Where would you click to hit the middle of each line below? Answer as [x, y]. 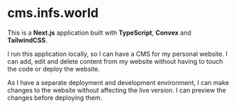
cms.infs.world [53, 13]
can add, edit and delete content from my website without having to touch [115, 61]
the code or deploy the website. [54, 69]
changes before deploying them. [55, 98]
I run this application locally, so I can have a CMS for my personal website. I [118, 54]
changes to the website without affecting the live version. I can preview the [117, 90]
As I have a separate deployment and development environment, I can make [118, 82]
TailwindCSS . [28, 40]
